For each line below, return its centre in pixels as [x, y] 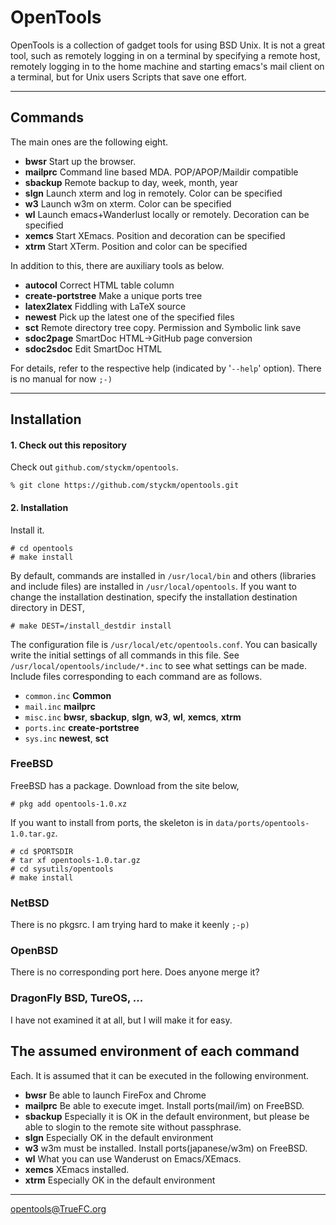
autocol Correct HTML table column [99, 285]
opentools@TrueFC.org [58, 1208]
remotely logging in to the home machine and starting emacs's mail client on [167, 66]
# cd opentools [42, 548]
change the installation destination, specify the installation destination [154, 597]
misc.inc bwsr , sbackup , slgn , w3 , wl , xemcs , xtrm [133, 717]
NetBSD [30, 903]
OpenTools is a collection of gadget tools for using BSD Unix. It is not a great [168, 45]
